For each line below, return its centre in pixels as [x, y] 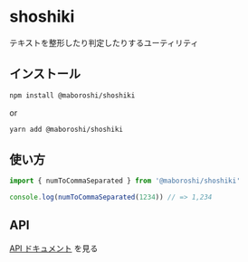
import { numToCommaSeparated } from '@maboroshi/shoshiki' [125, 181]
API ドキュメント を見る [54, 248]
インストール [45, 74]
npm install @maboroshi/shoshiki [72, 95]
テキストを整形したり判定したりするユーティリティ [104, 42]
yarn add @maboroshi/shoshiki [67, 129]
